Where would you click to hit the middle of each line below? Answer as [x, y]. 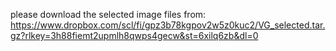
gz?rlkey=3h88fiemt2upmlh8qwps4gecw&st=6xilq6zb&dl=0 [134, 35]
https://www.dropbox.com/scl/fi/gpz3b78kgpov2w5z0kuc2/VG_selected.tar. [168, 25]
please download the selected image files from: [108, 14]
